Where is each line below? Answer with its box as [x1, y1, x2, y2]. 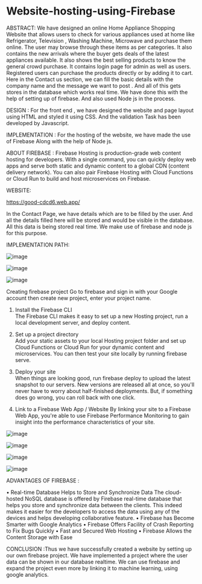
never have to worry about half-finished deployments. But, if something [14, 387, 193, 394]
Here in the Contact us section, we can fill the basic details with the [6, 76, 174, 83]
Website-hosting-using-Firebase [6, 4, 176, 18]
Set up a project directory [14, 331, 79, 338]
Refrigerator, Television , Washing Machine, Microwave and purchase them [6, 37, 192, 44]
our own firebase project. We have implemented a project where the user [6, 551, 188, 559]
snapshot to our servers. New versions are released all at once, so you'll [14, 381, 195, 388]
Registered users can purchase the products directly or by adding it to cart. [6, 69, 194, 76]
